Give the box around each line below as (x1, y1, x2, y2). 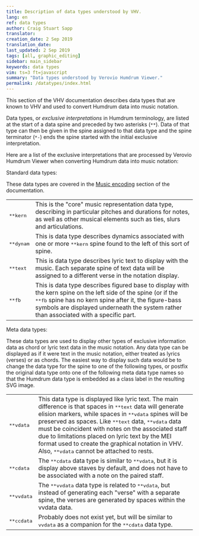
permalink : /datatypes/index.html (6, 81, 92, 87)
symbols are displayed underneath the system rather (35, 303, 182, 312)
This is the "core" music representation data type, (35, 200, 174, 208)
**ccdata (9, 518, 33, 524)
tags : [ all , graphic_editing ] (6, 53, 81, 59)
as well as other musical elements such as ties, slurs (35, 215, 181, 223)
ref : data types (6, 20, 46, 26)
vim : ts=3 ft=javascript (6, 69, 68, 75)
